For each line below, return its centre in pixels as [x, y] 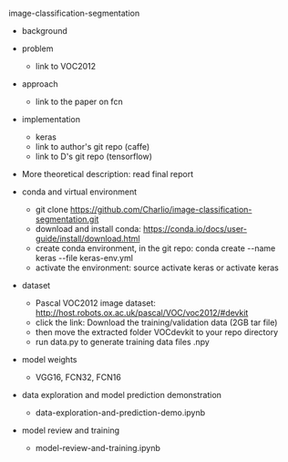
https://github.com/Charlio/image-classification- [161, 210]
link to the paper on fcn [79, 101]
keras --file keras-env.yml [84, 258]
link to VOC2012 [66, 66]
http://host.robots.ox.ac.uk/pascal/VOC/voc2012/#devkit [142, 313]
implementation [51, 119]
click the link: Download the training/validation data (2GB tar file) [156, 322]
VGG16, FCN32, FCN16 [78, 377]
